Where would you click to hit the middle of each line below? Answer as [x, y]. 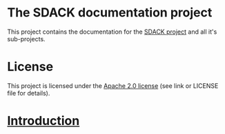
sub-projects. [27, 38]
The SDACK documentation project [110, 13]
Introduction [43, 121]
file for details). [29, 93]
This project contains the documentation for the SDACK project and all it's [112, 32]
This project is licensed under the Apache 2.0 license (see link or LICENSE [113, 86]
